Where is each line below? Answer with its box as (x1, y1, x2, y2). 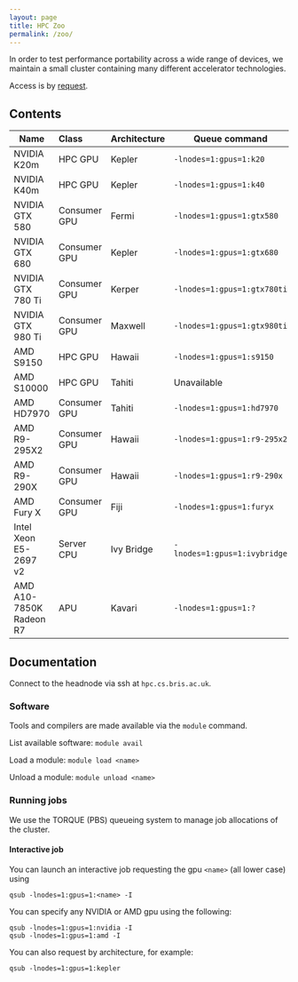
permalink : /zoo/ (9, 29, 74, 38)
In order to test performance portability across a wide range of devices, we (9, 54, 284, 65)
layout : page (9, 12, 58, 22)
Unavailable (173, 377, 223, 389)
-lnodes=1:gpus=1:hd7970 (173, 403, 279, 413)
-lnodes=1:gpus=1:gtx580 (173, 211, 279, 221)
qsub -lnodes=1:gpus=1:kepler (9, 963, 122, 973)
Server (58, 538, 87, 550)
